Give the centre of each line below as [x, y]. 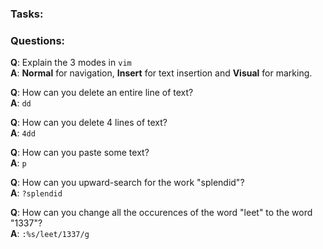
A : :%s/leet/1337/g [50, 234]
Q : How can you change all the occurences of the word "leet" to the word [161, 213]
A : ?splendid [36, 193]
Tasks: [27, 14]
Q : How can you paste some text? [80, 153]
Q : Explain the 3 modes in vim [71, 63]
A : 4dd [23, 133]
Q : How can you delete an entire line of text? [102, 93]
